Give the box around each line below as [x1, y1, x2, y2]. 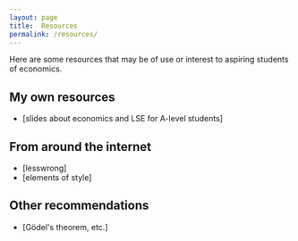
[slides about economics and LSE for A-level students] [21, 113, 224, 124]
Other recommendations [9, 198, 149, 213]
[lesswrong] [21, 162, 67, 173]
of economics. [9, 63, 63, 74]
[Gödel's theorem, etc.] [21, 221, 108, 232]
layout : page [9, 12, 58, 22]
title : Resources [9, 21, 78, 30]
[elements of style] [21, 172, 92, 183]
